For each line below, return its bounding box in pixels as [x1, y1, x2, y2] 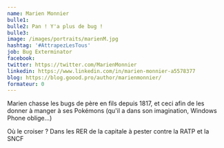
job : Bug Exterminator [7, 49, 72, 56]
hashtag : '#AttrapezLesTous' [7, 42, 91, 49]
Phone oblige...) [7, 114, 52, 123]
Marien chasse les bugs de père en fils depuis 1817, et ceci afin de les [7, 99, 205, 107]
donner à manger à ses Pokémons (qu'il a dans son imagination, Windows [7, 107, 217, 115]
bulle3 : [7, 29, 30, 36]
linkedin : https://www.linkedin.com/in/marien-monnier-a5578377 [7, 67, 196, 74]
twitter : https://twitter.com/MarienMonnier [7, 61, 137, 68]
